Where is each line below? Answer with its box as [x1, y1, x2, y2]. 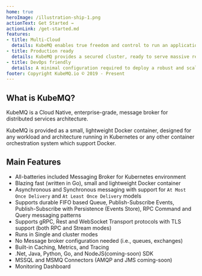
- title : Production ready [6, 48, 74, 54]
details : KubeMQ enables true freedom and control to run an [11, 43, 168, 49]
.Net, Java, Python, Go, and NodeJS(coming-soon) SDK [14, 249, 154, 257]
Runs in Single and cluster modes [14, 230, 98, 238]
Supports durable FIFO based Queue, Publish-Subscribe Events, [14, 198, 174, 205]
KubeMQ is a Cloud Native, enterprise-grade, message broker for [6, 109, 168, 116]
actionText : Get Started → [6, 20, 74, 26]
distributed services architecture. [6, 115, 88, 122]
